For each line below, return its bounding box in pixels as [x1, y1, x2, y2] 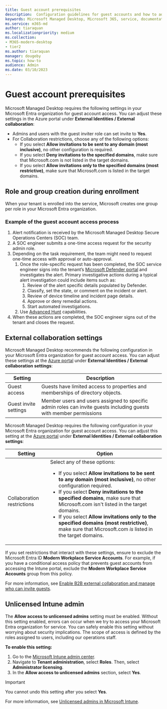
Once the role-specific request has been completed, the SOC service [19, 262, 162, 267]
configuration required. [58, 482, 112, 489]
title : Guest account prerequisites [5, 7, 81, 12]
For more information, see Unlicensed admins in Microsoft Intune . [5, 698, 139, 704]
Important [5, 679, 25, 685]
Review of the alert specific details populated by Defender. [27, 282, 148, 288]
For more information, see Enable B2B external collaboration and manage [5, 580, 155, 586]
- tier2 [5, 44, 21, 49]
